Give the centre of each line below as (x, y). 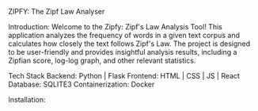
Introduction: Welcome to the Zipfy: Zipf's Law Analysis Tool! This (116, 27)
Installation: (27, 100)
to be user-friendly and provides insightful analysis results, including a (123, 52)
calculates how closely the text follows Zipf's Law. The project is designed (129, 44)
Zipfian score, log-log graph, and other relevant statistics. (102, 60)
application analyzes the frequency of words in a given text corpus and (124, 35)
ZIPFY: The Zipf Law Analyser (57, 11)
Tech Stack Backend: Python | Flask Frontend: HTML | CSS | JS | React (124, 76)
